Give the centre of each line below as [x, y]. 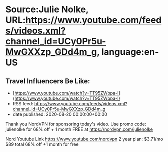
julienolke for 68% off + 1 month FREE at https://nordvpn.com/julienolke [79, 129]
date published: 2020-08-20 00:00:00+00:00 [60, 114]
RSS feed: [23, 104]
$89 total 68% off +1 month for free [42, 144]
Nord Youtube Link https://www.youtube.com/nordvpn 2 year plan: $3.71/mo [84, 139]
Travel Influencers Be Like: [48, 81]
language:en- [130, 52]
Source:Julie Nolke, [47, 9]
